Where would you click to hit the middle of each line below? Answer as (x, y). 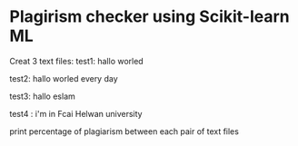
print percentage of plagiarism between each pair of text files (124, 131)
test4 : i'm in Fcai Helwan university (76, 113)
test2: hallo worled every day (64, 78)
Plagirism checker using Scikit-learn (150, 17)
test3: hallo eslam (42, 96)
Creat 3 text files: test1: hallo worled (76, 61)
